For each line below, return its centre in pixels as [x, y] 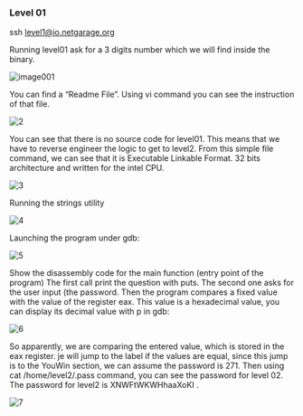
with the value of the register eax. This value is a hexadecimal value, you [145, 302]
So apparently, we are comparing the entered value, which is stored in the [147, 346]
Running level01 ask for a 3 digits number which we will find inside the [140, 50]
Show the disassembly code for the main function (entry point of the [137, 273]
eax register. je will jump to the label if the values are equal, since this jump [149, 356]
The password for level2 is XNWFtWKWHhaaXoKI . [104, 385]
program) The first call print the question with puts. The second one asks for [151, 283]
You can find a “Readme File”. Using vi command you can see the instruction [152, 95]
